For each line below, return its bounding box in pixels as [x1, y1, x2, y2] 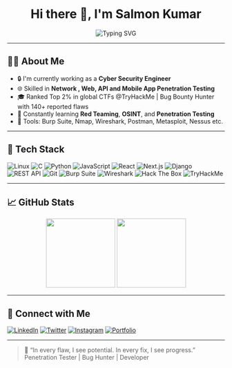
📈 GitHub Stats [7, 196, 75, 208]
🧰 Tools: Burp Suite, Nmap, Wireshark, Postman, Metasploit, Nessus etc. [17, 117, 223, 125]
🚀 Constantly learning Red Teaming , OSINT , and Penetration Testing [17, 110, 215, 118]
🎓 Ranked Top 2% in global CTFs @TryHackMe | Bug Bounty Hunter [17, 93, 215, 101]
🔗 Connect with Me [7, 307, 91, 320]
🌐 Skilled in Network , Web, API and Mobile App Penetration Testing [17, 84, 215, 93]
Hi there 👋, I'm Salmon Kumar [30, 6, 202, 22]
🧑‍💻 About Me [7, 55, 65, 68]
